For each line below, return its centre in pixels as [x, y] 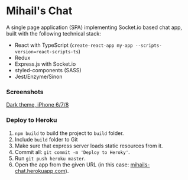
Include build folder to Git [46, 139]
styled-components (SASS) [48, 70]
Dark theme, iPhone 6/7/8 [38, 105]
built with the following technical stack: [54, 33]
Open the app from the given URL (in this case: [72, 165]
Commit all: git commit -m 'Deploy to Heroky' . [72, 152]
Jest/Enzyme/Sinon [39, 76]
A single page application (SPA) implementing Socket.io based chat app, [94, 27]
